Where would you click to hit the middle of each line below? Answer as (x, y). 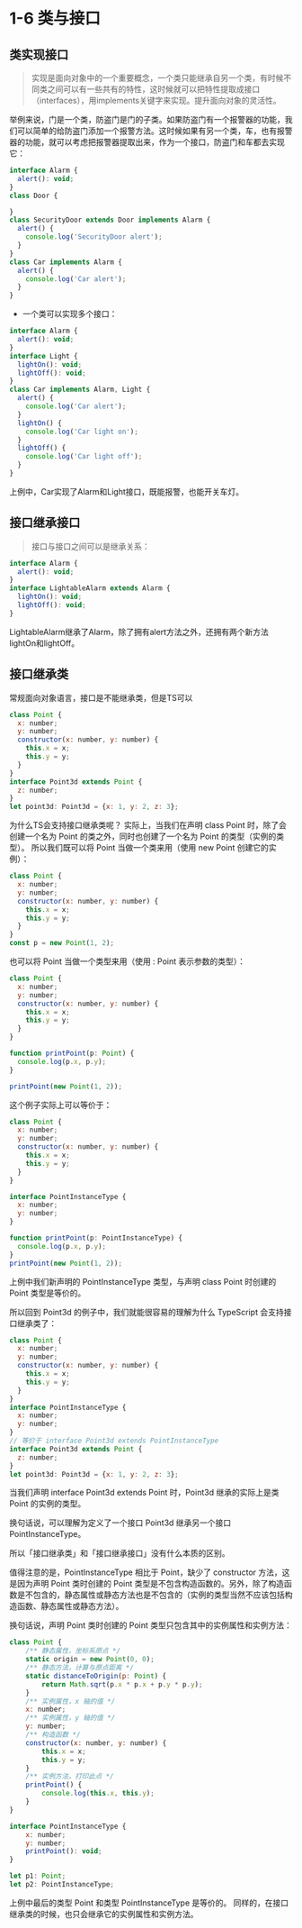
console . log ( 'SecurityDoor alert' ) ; (94, 237)
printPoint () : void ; (64, 1851)
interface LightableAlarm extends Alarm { (90, 588)
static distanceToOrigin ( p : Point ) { (96, 1676)
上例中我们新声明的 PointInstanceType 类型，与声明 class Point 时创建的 (143, 1281)
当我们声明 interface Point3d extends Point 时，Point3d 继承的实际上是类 (144, 1493)
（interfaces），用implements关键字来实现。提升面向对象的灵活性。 (156, 100)
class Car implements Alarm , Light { (80, 390)
